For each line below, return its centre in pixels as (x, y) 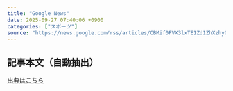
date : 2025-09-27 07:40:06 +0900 (55, 20)
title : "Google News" (38, 13)
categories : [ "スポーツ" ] (42, 26)
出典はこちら (25, 81)
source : (18, 33)
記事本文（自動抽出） (53, 62)
